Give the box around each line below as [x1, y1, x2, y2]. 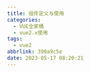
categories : [7, 16, 41, 23]
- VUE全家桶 [13, 23, 44, 29]
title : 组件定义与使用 [7, 10, 65, 17]
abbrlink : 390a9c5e [7, 49, 63, 56]
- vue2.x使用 [13, 29, 48, 36]
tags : [7, 36, 22, 43]
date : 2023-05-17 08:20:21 [7, 55, 84, 62]
